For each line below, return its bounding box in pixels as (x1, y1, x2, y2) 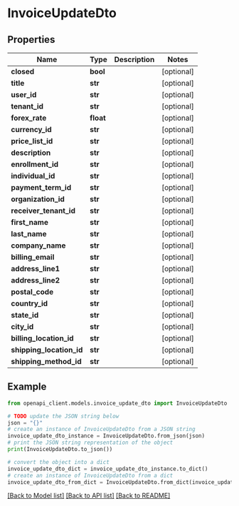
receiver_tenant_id (11, 206, 76, 216)
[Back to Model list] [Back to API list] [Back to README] (7, 491, 171, 500)
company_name (11, 241, 66, 251)
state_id (11, 310, 39, 320)
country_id (11, 298, 48, 308)
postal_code (11, 287, 54, 297)
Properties (7, 34, 55, 46)
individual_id (11, 171, 55, 181)
